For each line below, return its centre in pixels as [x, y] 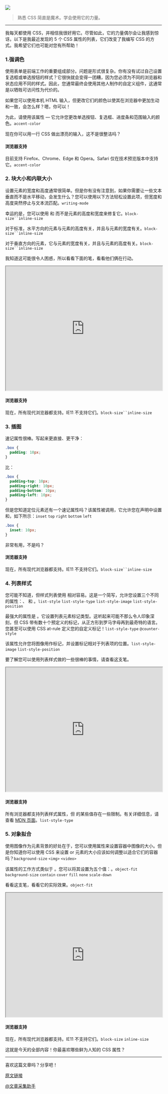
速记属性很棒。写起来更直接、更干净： [44, 438]
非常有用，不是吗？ [25, 545]
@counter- [150, 629]
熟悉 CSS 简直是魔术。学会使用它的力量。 [60, 18]
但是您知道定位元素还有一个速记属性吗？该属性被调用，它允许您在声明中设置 [84, 510]
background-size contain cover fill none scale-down [58, 875]
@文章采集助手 [20, 1086]
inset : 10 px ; [23, 530]
